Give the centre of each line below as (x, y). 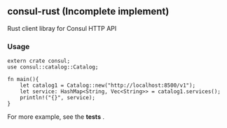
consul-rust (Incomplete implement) (88, 12)
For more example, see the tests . (56, 117)
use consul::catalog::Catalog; (53, 67)
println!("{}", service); (58, 98)
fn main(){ (23, 80)
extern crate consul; (39, 61)
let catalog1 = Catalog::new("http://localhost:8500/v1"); (108, 86)
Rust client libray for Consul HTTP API (62, 28)
